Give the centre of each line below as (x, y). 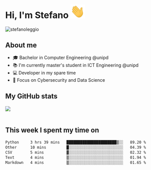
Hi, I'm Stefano (37, 15)
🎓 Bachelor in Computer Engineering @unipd (61, 58)
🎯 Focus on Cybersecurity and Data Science (59, 80)
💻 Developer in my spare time (44, 73)
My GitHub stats (31, 96)
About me (21, 45)
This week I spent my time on (52, 130)
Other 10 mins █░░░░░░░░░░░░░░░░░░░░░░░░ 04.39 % (75, 148)
